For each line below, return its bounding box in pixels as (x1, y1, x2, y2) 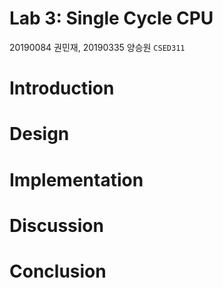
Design (9, 123, 70, 146)
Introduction (9, 77, 115, 100)
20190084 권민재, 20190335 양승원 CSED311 (9, 41, 186, 53)
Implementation (9, 168, 144, 191)
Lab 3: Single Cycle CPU (9, 7, 214, 30)
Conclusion (9, 260, 107, 282)
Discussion (9, 214, 104, 237)
